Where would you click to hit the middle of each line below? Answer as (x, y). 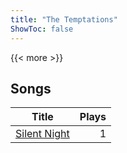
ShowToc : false (42, 29)
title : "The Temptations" (64, 19)
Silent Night (42, 134)
